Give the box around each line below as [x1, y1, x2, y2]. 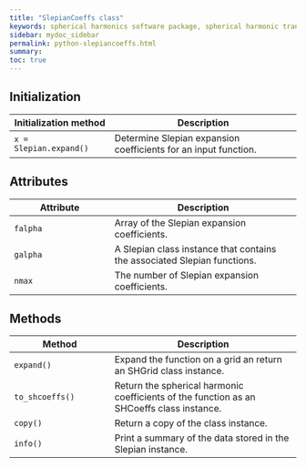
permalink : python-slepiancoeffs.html [9, 38, 157, 48]
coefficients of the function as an [114, 391, 256, 403]
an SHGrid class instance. [114, 365, 225, 378]
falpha [14, 223, 43, 233]
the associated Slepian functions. [114, 254, 257, 267]
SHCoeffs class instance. [114, 402, 222, 415]
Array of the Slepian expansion [114, 216, 247, 228]
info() [14, 439, 43, 449]
